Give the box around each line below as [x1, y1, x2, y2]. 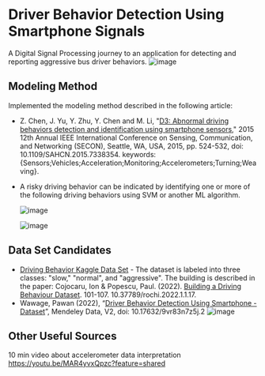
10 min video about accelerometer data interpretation [8, 350, 182, 360]
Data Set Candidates [8, 243, 112, 258]
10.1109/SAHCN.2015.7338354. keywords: [19, 149, 157, 159]
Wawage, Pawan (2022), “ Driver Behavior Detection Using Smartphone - [19, 298, 257, 307]
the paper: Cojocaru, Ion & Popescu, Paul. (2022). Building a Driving [19, 281, 242, 291]
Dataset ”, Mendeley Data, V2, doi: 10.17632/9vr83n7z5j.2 [19, 306, 206, 316]
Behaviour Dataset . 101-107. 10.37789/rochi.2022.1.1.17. [19, 290, 196, 299]
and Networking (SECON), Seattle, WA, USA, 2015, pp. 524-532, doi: [19, 141, 244, 151]
